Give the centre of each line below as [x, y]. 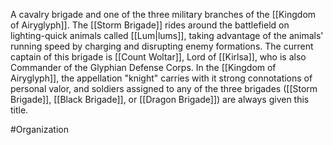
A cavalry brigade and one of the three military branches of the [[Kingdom [163, 14]
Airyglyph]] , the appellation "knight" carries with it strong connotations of [161, 78]
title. [19, 110]
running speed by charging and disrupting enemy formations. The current [162, 46]
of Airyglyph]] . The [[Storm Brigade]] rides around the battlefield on [150, 25]
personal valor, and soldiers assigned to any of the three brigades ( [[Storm [164, 88]
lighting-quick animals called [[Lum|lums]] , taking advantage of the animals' [167, 35]
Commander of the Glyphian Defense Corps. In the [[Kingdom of [143, 67]
